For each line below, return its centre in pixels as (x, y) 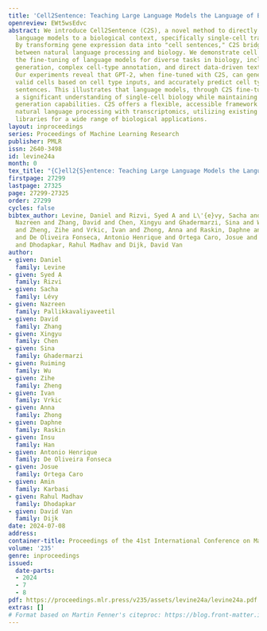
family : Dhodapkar (46, 504)
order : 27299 (30, 201)
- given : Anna (32, 408)
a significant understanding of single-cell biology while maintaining (137, 97)
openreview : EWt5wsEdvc (48, 23)
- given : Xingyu (35, 334)
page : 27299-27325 (39, 193)
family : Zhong (39, 415)
